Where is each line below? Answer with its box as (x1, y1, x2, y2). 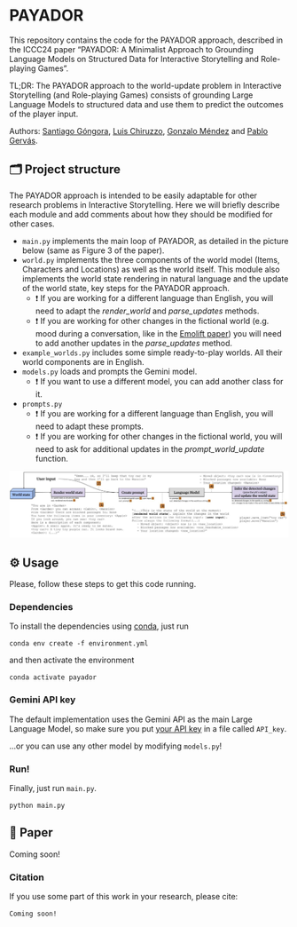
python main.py (9, 801, 66, 811)
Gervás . (9, 135, 38, 146)
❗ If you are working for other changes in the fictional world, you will (35, 431, 283, 441)
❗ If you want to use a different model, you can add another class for (35, 376, 284, 386)
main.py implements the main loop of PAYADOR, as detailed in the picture (21, 235, 289, 246)
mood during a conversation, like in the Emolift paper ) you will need (35, 328, 282, 338)
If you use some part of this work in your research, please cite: (9, 891, 238, 902)
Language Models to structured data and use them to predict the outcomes (9, 99, 284, 109)
